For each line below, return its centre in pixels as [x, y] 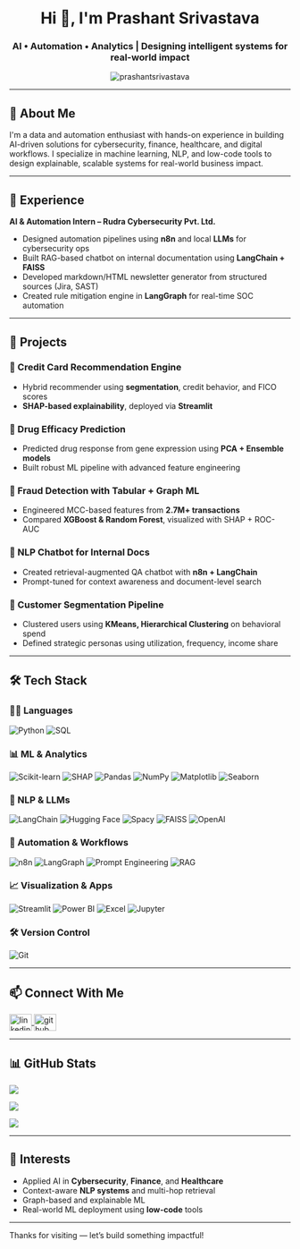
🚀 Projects [38, 342]
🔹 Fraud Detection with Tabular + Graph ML [104, 491]
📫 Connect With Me [67, 993]
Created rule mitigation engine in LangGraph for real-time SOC [138, 296]
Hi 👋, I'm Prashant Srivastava [150, 18]
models [36, 458]
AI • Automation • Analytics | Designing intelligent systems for [150, 47]
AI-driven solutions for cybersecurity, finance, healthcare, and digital [136, 144]
